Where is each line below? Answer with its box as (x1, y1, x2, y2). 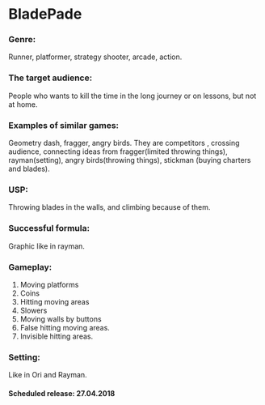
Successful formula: (8, 223, 90, 234)
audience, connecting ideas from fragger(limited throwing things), (8, 147, 228, 156)
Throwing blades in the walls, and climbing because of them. (8, 202, 211, 212)
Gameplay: (8, 261, 53, 272)
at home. (8, 99, 38, 109)
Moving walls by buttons (19, 313, 103, 324)
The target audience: (8, 72, 93, 83)
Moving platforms (19, 279, 79, 289)
